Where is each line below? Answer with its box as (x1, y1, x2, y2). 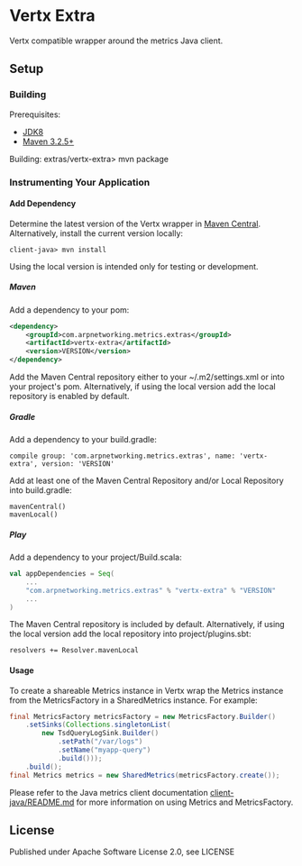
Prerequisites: (9, 109, 61, 120)
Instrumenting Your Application (9, 176, 151, 188)
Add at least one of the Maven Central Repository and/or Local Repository (9, 475, 284, 487)
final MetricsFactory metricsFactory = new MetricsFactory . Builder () (9, 712, 277, 721)
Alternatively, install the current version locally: (9, 227, 183, 239)
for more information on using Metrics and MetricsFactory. (76, 797, 294, 807)
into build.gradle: (9, 485, 72, 496)
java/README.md (9, 797, 75, 807)
